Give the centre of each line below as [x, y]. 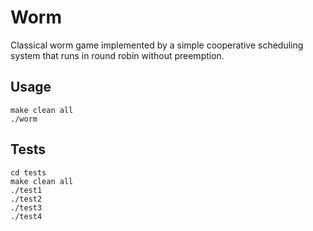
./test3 [26, 207]
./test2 [26, 199]
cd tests [28, 172]
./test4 [26, 216]
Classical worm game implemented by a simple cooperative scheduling [157, 45]
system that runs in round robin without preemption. [117, 55]
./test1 [26, 190]
